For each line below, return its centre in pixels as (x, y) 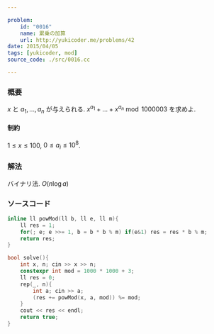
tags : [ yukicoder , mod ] (43, 53)
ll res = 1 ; (38, 225)
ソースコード (29, 204)
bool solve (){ (28, 258)
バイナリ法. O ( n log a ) (38, 183)
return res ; (38, 238)
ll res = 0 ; (38, 277)
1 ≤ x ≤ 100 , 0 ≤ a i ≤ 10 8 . (44, 145)
